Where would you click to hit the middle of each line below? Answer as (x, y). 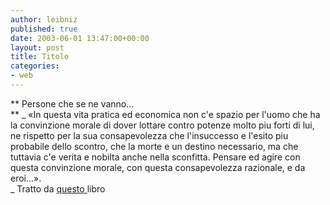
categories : (35, 66)
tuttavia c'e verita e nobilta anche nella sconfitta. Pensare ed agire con (155, 157)
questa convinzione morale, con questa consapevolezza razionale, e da (158, 167)
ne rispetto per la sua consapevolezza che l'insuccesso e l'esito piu (149, 135)
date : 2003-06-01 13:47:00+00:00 (80, 38)
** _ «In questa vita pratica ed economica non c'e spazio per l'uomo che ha (165, 114)
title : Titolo (40, 57)
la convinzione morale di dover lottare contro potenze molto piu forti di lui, (162, 125)
